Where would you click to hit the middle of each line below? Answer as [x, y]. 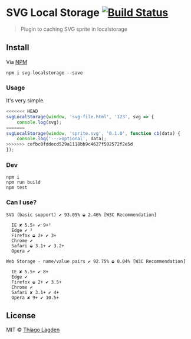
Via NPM [17, 62]
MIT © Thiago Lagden [33, 330]
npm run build [24, 183]
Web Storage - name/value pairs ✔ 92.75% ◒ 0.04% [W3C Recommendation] [96, 261]
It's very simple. [26, 101]
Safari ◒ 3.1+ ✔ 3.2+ [38, 246]
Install [18, 48]
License [21, 316]
